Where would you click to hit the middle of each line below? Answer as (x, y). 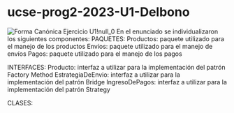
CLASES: (20, 103)
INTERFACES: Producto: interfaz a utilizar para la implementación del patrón (116, 67)
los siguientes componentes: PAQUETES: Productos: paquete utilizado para (116, 38)
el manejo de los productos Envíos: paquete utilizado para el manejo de (110, 46)
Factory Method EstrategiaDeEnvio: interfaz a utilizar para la (94, 75)
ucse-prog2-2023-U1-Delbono (98, 12)
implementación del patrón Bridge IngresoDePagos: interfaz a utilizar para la (117, 82)
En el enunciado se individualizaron (167, 31)
